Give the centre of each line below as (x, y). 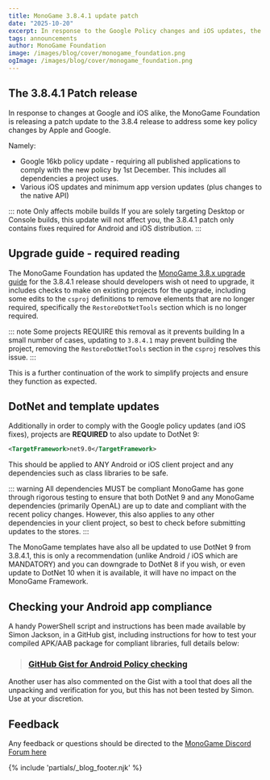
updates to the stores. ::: (49, 532)
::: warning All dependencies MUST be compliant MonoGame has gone (126, 489)
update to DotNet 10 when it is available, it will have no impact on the (123, 573)
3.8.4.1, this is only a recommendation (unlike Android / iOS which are (123, 556)
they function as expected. (53, 381)
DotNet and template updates (84, 407)
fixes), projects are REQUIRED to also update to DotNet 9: (104, 434)
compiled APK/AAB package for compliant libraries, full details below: (124, 643)
